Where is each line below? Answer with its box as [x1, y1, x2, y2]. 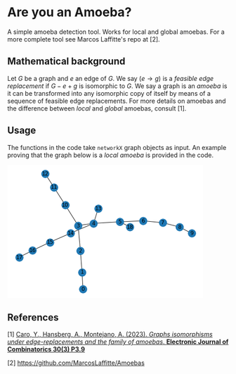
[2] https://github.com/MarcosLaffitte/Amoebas [7, 359, 145, 367]
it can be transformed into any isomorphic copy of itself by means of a [7, 89, 211, 97]
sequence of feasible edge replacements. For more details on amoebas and [7, 96, 226, 105]
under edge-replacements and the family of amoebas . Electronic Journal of [7, 337, 229, 346]
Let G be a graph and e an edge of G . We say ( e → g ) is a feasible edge [7, 74, 214, 82]
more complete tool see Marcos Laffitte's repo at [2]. [7, 35, 160, 43]
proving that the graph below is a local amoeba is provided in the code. [7, 151, 214, 159]
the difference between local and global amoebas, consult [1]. [7, 104, 187, 113]
